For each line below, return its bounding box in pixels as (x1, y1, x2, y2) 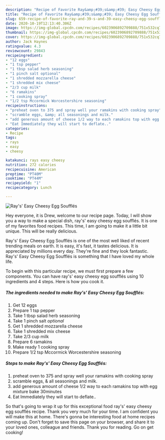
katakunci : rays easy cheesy (5, 158, 65, 163)
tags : (5, 135, 17, 140)
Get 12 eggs (12, 302, 37, 308)
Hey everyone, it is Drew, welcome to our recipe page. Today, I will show (5, 212, 152, 218)
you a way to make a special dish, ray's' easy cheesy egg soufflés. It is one (5, 217, 158, 224)
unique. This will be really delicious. (5, 228, 78, 234)
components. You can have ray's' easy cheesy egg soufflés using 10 (5, 273, 144, 279)
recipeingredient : (5, 53, 43, 58)
